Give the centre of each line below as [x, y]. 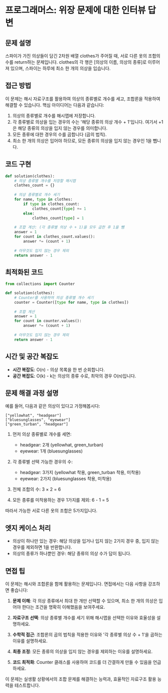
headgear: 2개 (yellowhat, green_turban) [62, 445]
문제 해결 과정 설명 [32, 393]
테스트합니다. [27, 685]
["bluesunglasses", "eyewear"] [38, 420]
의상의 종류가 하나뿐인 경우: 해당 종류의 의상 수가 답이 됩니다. [72, 554]
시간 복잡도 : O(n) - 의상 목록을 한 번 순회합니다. [59, 369]
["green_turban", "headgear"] [37, 424]
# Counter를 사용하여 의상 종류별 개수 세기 [54, 298]
